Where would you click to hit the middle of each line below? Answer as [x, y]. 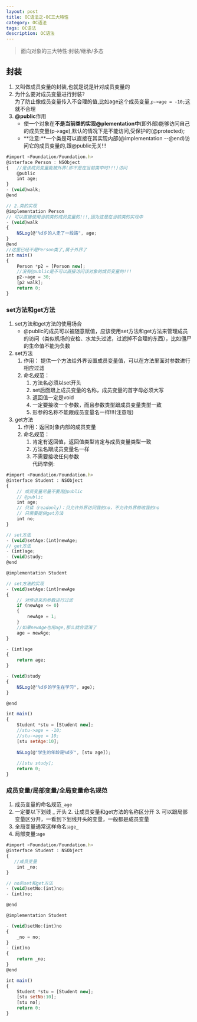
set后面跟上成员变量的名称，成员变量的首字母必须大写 [98, 390]
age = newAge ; [34, 633]
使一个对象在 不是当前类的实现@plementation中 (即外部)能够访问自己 [107, 123]
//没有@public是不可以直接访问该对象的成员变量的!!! [74, 272]
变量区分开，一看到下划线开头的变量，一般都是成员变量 [82, 819]
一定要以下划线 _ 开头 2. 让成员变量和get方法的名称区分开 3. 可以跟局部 [101, 812]
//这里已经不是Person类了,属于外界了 [47, 249]
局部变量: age [30, 834]
